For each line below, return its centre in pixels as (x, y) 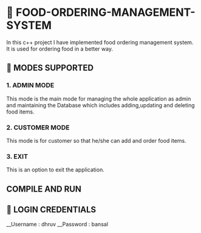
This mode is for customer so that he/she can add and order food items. (96, 140)
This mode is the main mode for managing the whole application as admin (99, 99)
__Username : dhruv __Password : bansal (57, 224)
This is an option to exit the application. (55, 170)
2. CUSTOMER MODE (38, 127)
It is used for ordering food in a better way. (60, 49)
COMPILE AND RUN (44, 189)
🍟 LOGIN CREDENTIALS (51, 210)
